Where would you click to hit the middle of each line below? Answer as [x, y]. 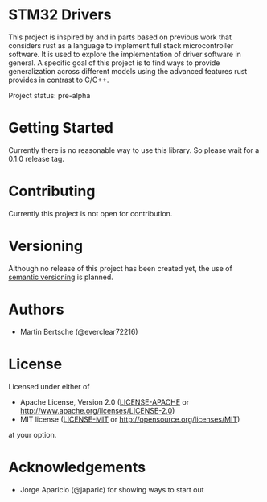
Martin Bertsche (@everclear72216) [79, 331]
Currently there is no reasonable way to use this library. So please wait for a [134, 150]
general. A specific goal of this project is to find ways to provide [114, 63]
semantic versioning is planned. [61, 277]
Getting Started [61, 128]
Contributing [52, 191]
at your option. [33, 434]
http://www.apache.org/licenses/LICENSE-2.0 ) [97, 410]
